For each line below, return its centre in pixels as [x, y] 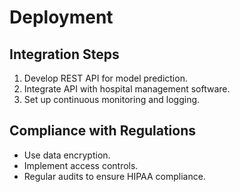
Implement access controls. [81, 165]
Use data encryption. [67, 155]
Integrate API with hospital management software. [127, 89]
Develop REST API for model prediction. [105, 78]
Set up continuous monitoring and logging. [112, 99]
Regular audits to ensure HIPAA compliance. [114, 176]
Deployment [61, 17]
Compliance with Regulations [102, 131]
